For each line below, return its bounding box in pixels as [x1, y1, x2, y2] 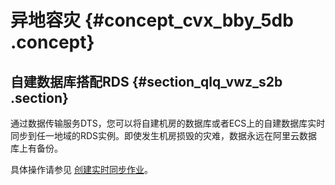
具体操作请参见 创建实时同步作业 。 [10, 164, 153, 175]
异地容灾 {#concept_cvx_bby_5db [10, 9, 294, 32]
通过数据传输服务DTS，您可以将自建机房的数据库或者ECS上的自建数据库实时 [10, 117, 326, 129]
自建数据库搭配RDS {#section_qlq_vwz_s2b [10, 73, 283, 90]
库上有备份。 [10, 142, 63, 154]
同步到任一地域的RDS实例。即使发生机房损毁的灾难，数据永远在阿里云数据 [10, 130, 318, 141]
